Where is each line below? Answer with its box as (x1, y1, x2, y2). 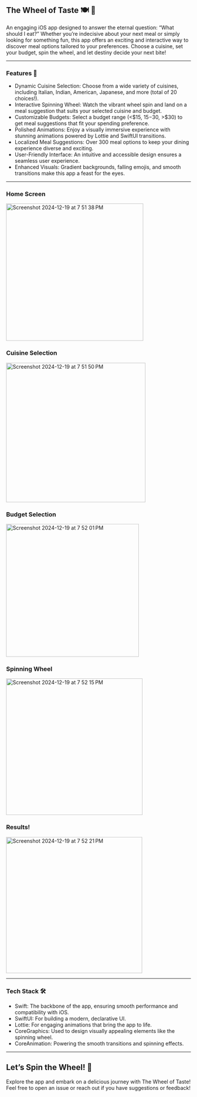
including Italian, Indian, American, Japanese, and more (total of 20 (14, 89, 177, 96)
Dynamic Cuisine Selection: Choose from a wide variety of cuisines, (14, 82, 179, 90)
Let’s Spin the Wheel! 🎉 (6, 1062, 93, 1072)
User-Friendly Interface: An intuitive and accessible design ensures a (14, 151, 182, 158)
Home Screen (6, 190, 46, 198)
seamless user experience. (14, 157, 80, 164)
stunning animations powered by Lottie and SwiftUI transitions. (14, 132, 166, 140)
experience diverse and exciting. (14, 145, 94, 152)
